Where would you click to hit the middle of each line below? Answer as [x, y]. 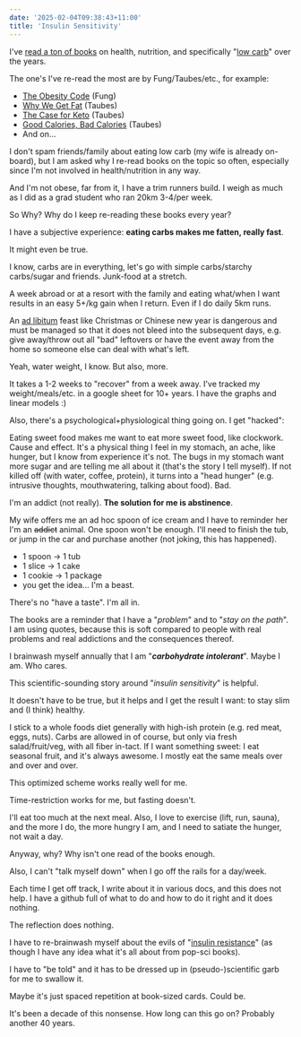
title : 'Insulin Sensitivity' [66, 26]
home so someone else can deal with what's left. [99, 349]
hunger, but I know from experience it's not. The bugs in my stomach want [146, 456]
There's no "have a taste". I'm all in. [75, 602]
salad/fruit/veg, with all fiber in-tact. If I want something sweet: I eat [134, 746]
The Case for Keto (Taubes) [73, 115]
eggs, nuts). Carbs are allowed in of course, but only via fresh [123, 737]
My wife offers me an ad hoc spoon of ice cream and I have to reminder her [149, 520]
